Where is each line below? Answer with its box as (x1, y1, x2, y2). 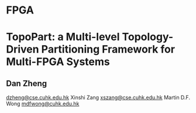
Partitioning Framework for (41, 43, 176, 56)
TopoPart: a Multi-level (6, 30, 120, 44)
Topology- (122, 30, 174, 44)
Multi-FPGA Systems (6, 55, 110, 69)
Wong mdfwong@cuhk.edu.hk (6, 100, 80, 107)
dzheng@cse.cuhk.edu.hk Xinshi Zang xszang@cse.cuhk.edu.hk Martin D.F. (6, 94, 190, 101)
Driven (6, 43, 39, 56)
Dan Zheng (6, 78, 47, 88)
